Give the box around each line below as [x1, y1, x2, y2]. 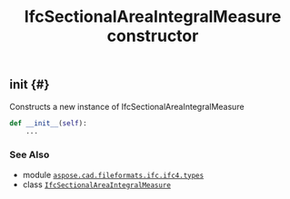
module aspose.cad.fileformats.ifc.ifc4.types [22, 169, 205, 180]
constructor [106, 25, 199, 46]
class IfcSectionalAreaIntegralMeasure [22, 179, 171, 190]
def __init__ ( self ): [9, 118, 88, 128]
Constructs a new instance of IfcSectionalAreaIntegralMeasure [9, 101, 245, 112]
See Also [9, 148, 50, 161]
